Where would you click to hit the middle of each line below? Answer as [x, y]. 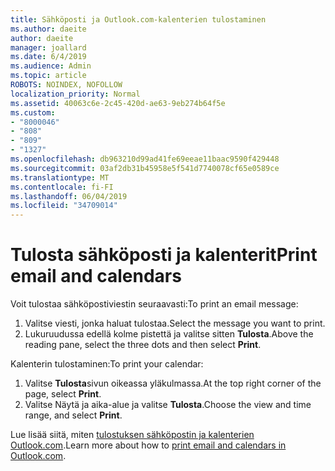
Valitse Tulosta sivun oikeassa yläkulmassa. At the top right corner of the [173, 383]
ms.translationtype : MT [60, 177]
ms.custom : [33, 112]
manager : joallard [48, 47]
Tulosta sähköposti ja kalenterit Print [164, 255]
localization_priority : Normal [75, 94]
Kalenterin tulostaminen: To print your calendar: [107, 364]
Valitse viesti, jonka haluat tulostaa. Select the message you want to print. [175, 323]
